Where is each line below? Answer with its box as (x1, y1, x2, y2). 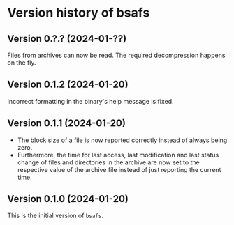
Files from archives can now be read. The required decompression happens (7, 51, 226, 59)
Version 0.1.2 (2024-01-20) (7, 79, 129, 91)
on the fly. (7, 59, 36, 67)
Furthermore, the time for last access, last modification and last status (17, 150, 219, 159)
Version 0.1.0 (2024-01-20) (7, 193, 129, 205)
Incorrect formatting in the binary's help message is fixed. (7, 97, 174, 105)
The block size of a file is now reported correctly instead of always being (17, 136, 228, 144)
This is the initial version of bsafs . (7, 211, 103, 220)
